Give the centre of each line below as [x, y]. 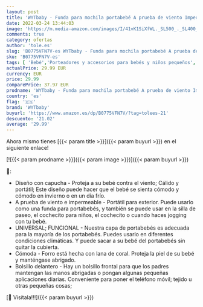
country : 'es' [24, 96]
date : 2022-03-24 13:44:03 [40, 23]
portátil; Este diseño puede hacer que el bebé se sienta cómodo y [97, 189]
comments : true [25, 34]
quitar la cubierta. [37, 247]
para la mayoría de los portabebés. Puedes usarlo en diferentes [94, 234]
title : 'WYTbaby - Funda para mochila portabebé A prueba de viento [94, 18]
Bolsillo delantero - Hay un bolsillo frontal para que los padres [92, 267]
